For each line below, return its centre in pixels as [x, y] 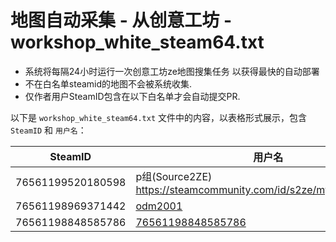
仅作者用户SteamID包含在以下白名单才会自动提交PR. [132, 96]
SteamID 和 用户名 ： [48, 130]
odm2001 [159, 206]
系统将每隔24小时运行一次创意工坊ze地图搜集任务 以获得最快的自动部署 [172, 71]
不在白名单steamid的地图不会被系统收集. [108, 83]
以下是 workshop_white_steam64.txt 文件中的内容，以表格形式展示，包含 [159, 117]
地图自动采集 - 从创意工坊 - [121, 20]
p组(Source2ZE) [174, 176]
